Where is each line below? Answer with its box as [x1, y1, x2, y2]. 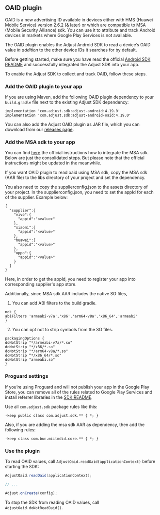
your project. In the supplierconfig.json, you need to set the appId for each [5, 189, 154, 195]
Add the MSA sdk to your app [5, 139, 75, 145]
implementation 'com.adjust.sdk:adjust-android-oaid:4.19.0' [5, 113, 131, 118]
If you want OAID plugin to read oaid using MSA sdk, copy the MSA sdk [5, 170, 148, 176]
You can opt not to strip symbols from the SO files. [12, 327, 113, 333]
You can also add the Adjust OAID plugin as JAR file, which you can [5, 122, 140, 127]
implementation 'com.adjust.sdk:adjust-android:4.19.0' [5, 109, 120, 114]
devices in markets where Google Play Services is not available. [5, 32, 132, 38]
